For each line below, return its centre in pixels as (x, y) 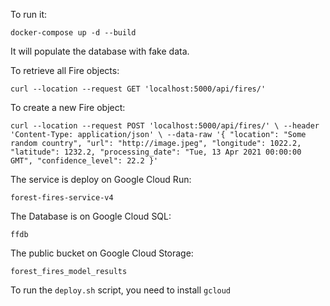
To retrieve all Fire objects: (65, 70)
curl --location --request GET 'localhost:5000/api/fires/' (138, 89)
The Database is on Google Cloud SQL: (91, 216)
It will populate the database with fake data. (100, 51)
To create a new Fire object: (68, 107)
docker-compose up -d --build (73, 33)
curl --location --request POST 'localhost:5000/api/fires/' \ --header (165, 126)
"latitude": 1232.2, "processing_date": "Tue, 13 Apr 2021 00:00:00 (156, 152)
